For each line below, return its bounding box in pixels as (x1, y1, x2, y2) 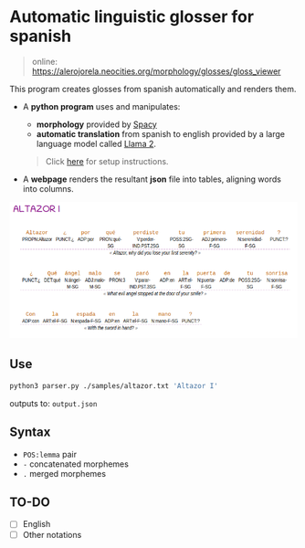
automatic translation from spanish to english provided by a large (36, 128, 286, 139)
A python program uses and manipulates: (22, 100, 181, 111)
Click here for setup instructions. (45, 155, 169, 166)
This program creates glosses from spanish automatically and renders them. (9, 83, 297, 94)
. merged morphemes (22, 468, 107, 479)
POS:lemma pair (22, 448, 78, 459)
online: (31, 56, 58, 67)
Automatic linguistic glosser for (9, 6, 254, 27)
